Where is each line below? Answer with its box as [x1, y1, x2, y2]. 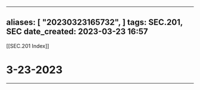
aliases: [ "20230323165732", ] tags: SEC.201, [6, 17, 183, 27]
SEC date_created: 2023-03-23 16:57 [6, 27, 148, 37]
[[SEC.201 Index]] [6, 42, 49, 49]
